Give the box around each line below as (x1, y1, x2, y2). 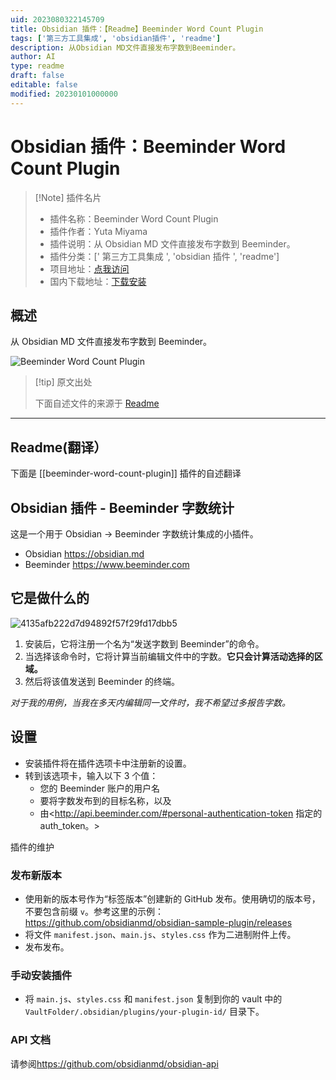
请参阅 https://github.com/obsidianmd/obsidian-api (10, 1057, 219, 1070)
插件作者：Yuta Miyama (49, 225, 148, 237)
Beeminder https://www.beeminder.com (24, 559, 190, 570)
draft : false (10, 71, 65, 81)
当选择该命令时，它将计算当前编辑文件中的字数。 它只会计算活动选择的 (24, 650, 315, 662)
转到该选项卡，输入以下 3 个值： (24, 769, 159, 781)
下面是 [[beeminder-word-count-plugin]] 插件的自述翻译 (10, 467, 242, 480)
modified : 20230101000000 (10, 89, 118, 99)
